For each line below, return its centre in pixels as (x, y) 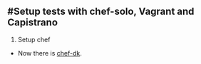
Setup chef (34, 39)
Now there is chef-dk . (50, 53)
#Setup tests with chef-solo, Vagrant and (101, 12)
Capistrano (33, 23)
